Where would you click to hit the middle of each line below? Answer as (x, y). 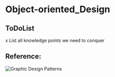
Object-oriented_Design (58, 9)
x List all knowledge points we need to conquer (55, 40)
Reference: (23, 56)
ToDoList (20, 28)
